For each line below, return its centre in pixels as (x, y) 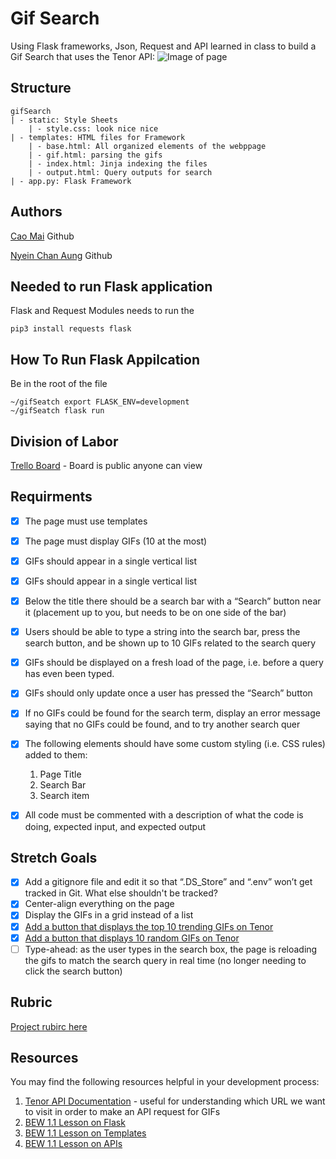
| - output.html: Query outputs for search (120, 172)
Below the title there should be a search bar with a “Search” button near (173, 601)
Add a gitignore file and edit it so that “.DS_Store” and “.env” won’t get (168, 882)
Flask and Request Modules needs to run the (102, 311)
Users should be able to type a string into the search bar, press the (162, 632)
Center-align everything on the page (99, 904)
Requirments (51, 497)
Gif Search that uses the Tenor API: (83, 56)
